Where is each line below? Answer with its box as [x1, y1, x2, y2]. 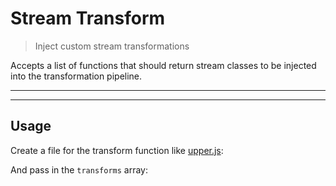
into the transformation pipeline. [10, 70, 143, 82]
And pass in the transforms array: [10, 163, 149, 176]
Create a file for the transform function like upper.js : [10, 144, 224, 156]
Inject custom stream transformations [34, 40, 190, 52]
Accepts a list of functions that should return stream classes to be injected [10, 59, 317, 71]
